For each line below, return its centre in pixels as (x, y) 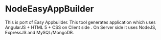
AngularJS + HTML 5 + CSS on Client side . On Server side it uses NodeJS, (81, 27)
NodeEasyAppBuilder (49, 9)
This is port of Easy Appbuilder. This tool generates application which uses (80, 22)
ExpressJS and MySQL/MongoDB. (40, 32)
